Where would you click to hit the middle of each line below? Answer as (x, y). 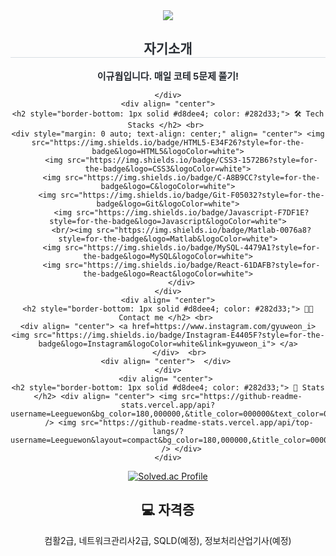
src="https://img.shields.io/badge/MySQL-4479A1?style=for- (192, 247)
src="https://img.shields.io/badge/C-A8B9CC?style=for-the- (192, 177)
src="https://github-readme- (242, 396)
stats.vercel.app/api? (168, 405)
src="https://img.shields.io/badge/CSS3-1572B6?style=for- (192, 160)
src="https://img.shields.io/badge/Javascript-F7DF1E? (193, 212)
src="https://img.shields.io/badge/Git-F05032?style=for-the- (192, 195)
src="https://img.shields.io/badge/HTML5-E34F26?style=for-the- (168, 142)
